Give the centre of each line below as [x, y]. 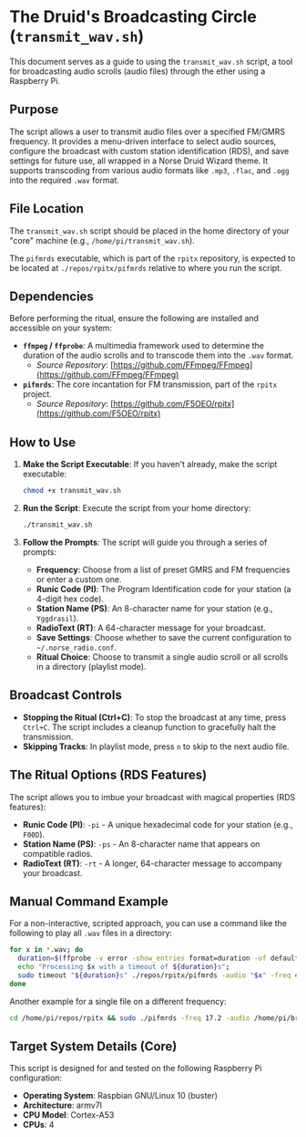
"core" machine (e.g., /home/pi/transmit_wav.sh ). [102, 240]
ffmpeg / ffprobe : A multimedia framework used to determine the [143, 346]
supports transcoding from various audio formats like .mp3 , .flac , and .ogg [149, 170]
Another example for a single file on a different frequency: [118, 1001]
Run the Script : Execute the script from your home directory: [137, 508]
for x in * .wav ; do [46, 950]
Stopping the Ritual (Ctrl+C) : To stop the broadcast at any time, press [154, 717]
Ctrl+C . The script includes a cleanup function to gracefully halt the [149, 726]
